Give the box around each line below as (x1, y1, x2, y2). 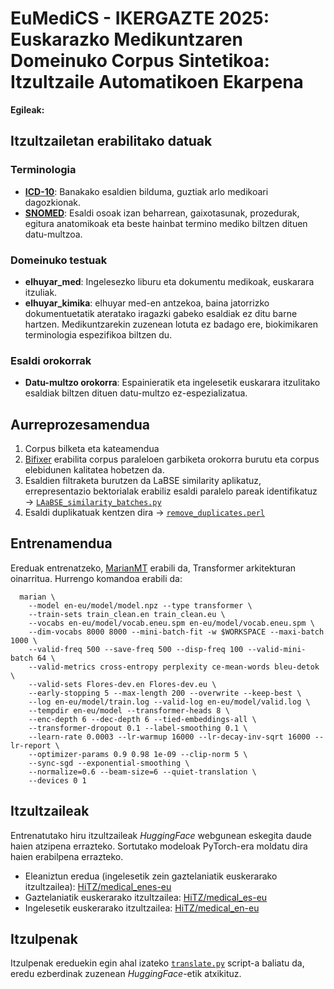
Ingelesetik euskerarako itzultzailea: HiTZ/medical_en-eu (24, 902, 260, 914)
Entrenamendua (10, 535, 113, 552)
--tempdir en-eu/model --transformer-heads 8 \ (28, 705, 230, 716)
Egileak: (10, 103, 45, 116)
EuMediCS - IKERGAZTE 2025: (10, 7, 270, 30)
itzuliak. (24, 286, 58, 298)
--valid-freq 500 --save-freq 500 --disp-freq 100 (28, 644, 244, 654)
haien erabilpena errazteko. (10, 850, 124, 862)
